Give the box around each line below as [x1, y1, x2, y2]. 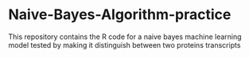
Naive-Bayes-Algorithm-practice [8, 6, 231, 24]
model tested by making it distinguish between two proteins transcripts [8, 40, 241, 49]
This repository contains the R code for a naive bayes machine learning [8, 32, 242, 41]
